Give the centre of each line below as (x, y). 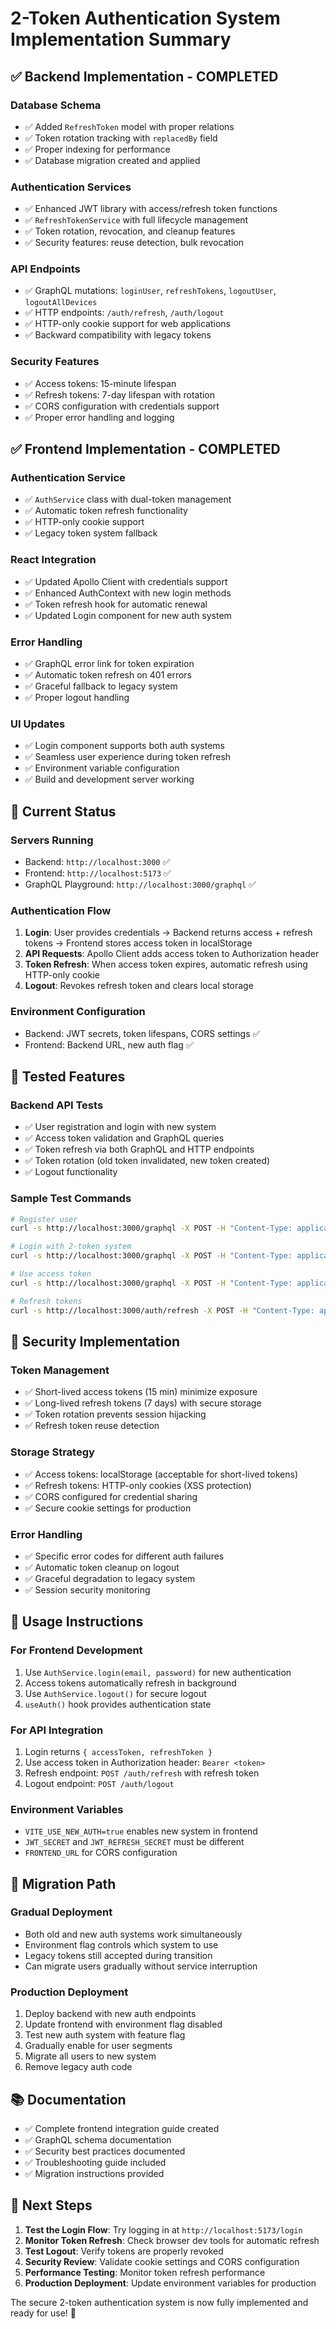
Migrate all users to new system (90, 2056)
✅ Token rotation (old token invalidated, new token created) (147, 1161)
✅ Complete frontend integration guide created (122, 2128)
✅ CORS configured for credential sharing (111, 1496)
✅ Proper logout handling (77, 698)
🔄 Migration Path (63, 1883)
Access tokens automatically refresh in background (130, 1683)
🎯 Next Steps (51, 2205)
